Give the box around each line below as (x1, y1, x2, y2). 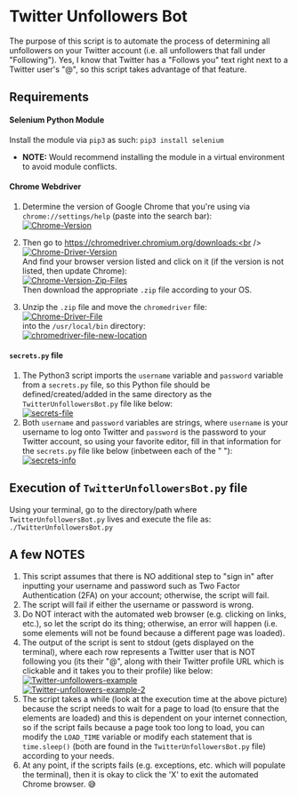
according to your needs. (21, 750, 115, 761)
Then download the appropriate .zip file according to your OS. (21, 284, 253, 295)
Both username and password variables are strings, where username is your (21, 417, 289, 427)
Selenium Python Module (9, 114, 105, 125)
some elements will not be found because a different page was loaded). (21, 627, 286, 638)
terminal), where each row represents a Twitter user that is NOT (21, 646, 256, 657)
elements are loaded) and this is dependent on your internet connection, (21, 713, 287, 723)
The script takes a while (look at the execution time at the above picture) (21, 693, 287, 704)
